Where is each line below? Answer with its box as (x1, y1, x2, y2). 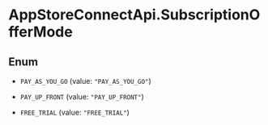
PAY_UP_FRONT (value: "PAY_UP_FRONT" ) (19, 92, 144, 102)
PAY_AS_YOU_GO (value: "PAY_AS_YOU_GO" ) (19, 77, 151, 85)
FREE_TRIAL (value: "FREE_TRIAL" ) (19, 107, 130, 117)
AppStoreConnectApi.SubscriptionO (8, 6, 261, 24)
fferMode (8, 23, 73, 41)
